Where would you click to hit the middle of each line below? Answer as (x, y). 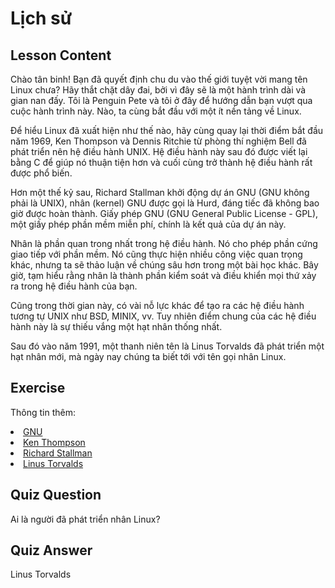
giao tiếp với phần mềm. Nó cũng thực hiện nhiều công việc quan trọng (156, 254)
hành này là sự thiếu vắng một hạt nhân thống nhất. (116, 326)
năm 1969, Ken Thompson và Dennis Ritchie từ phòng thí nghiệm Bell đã (158, 141)
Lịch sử (41, 18)
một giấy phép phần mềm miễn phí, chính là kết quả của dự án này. (148, 224)
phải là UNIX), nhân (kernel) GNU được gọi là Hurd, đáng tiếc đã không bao (165, 203)
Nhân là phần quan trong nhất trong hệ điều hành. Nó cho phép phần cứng (164, 243)
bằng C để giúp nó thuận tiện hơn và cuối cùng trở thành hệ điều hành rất (161, 162)
